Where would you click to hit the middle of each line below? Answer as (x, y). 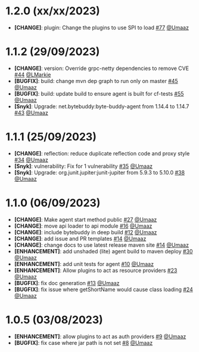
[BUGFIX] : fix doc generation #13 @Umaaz (67, 283)
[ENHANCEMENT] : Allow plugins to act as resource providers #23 (96, 270)
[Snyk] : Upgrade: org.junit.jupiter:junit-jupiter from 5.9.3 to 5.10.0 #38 (99, 172)
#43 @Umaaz (31, 112)
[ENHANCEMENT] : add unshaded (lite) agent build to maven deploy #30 (103, 251)
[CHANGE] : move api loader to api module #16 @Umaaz (83, 226)
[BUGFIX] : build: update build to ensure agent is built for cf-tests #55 (99, 93)
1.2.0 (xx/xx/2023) (53, 11)
